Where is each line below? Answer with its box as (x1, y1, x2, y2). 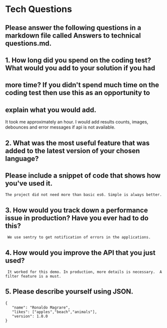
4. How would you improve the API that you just (5, 248, 156, 257)
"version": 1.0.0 (11, 313, 48, 318)
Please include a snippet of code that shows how (5, 171, 161, 179)
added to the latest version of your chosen (5, 146, 140, 155)
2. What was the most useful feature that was (5, 138, 150, 147)
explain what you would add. (5, 105, 96, 114)
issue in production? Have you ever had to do (5, 213, 149, 222)
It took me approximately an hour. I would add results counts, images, (5, 119, 148, 125)
